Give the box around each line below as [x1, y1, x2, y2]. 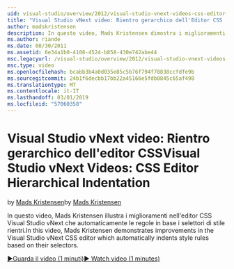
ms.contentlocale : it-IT [7, 88, 79, 95]
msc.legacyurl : [7, 56, 52, 63]
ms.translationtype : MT [7, 81, 77, 88]
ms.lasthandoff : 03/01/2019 [7, 95, 89, 101]
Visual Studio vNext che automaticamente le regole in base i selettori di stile [7, 218, 225, 227]
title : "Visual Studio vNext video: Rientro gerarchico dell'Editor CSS [7, 17, 223, 24]
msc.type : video [7, 62, 54, 69]
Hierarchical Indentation [7, 175, 151, 191]
